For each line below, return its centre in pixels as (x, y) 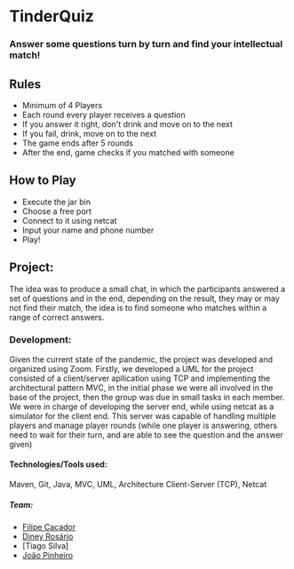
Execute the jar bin (56, 202)
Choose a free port (56, 211)
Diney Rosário (48, 537)
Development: (40, 340)
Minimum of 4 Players (62, 105)
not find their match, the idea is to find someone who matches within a (138, 307)
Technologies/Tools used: (59, 464)
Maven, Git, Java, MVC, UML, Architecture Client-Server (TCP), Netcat (138, 485)
